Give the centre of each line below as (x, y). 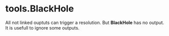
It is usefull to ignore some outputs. (42, 27)
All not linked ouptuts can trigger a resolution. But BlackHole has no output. (85, 22)
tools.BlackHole (40, 9)
